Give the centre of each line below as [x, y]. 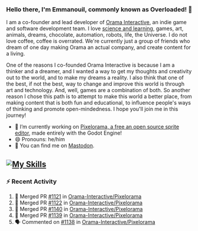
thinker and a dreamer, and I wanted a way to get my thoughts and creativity [99, 71]
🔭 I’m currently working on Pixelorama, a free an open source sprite [97, 127]
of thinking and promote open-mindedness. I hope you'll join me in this [92, 109]
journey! [16, 115]
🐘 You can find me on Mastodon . [54, 146]
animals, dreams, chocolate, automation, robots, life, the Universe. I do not [97, 35]
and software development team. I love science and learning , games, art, [95, 28]
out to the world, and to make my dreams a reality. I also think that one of [95, 78]
